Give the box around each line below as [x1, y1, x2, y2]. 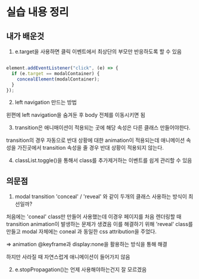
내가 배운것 [6, 31, 45, 41]
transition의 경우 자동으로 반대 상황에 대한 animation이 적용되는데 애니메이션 [6, 137, 185, 144]
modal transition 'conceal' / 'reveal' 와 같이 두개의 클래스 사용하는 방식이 [14, 193, 188, 200]
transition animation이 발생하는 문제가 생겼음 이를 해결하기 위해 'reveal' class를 [6, 221, 194, 228]
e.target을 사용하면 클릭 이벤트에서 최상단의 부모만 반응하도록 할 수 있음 [14, 48, 182, 55]
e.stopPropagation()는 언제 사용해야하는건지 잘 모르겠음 [14, 266, 147, 273]
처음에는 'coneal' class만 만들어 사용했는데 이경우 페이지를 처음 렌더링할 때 [6, 213, 182, 221]
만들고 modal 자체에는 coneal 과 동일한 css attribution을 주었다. [6, 228, 157, 235]
